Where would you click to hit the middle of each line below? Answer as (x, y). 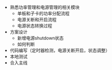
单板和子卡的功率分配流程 (43, 13)
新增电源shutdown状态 (40, 38)
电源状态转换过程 (35, 26)
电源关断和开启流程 (37, 19)
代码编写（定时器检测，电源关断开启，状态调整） (60, 50)
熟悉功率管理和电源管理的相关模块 (45, 7)
